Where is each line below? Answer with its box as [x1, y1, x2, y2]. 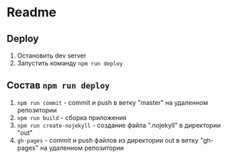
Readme [6, 4, 57, 21]
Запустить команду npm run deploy [16, 59, 123, 67]
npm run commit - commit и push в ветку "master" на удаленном [16, 98, 208, 106]
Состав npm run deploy [6, 79, 110, 92]
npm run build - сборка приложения [16, 113, 127, 121]
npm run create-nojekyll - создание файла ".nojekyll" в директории [16, 121, 222, 129]
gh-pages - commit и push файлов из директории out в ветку [16, 136, 199, 144]
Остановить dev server [16, 51, 87, 60]
